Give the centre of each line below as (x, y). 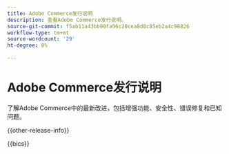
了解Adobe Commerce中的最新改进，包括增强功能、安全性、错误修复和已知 (114, 108)
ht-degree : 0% (28, 45)
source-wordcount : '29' (41, 39)
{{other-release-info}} (38, 130)
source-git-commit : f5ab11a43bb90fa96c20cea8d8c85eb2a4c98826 (98, 26)
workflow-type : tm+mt (38, 33)
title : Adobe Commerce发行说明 (50, 13)
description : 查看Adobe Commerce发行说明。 (67, 20)
